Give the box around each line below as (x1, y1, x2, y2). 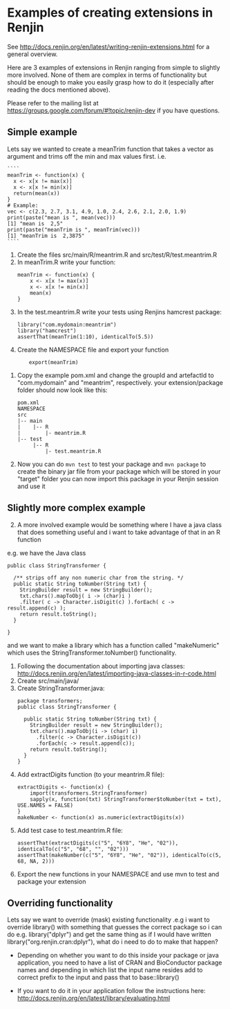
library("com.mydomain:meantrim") (17, 321, 117, 328)
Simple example (7, 126, 78, 138)
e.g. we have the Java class (7, 549, 86, 557)
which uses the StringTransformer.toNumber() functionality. (7, 648, 177, 657)
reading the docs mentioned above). (7, 85, 111, 94)
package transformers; (17, 697, 83, 705)
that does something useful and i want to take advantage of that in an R (17, 528, 221, 536)
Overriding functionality (7, 897, 113, 909)
